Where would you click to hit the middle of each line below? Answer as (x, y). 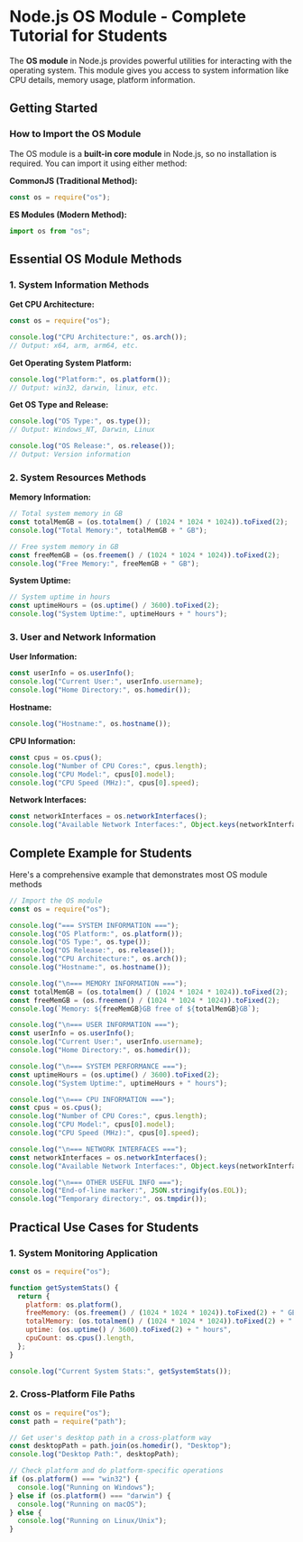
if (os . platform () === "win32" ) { (74, 1479)
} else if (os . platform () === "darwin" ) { (90, 1496)
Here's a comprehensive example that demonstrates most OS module (138, 874)
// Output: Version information (70, 454)
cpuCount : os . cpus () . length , (80, 1338)
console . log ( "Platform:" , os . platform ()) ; (90, 379)
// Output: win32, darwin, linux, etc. (84, 388)
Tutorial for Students (89, 36)
